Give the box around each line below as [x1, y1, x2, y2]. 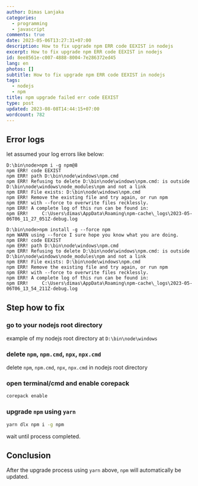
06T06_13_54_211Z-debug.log [6, 286, 78, 292]
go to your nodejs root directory [6, 321, 103, 329]
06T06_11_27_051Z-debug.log [6, 216, 78, 222]
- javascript [12, 26, 45, 32]
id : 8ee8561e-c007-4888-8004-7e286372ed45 [6, 55, 116, 61]
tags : [6, 77, 20, 83]
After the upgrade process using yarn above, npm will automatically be [6, 466, 182, 474]
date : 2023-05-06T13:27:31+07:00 [6, 37, 92, 44]
